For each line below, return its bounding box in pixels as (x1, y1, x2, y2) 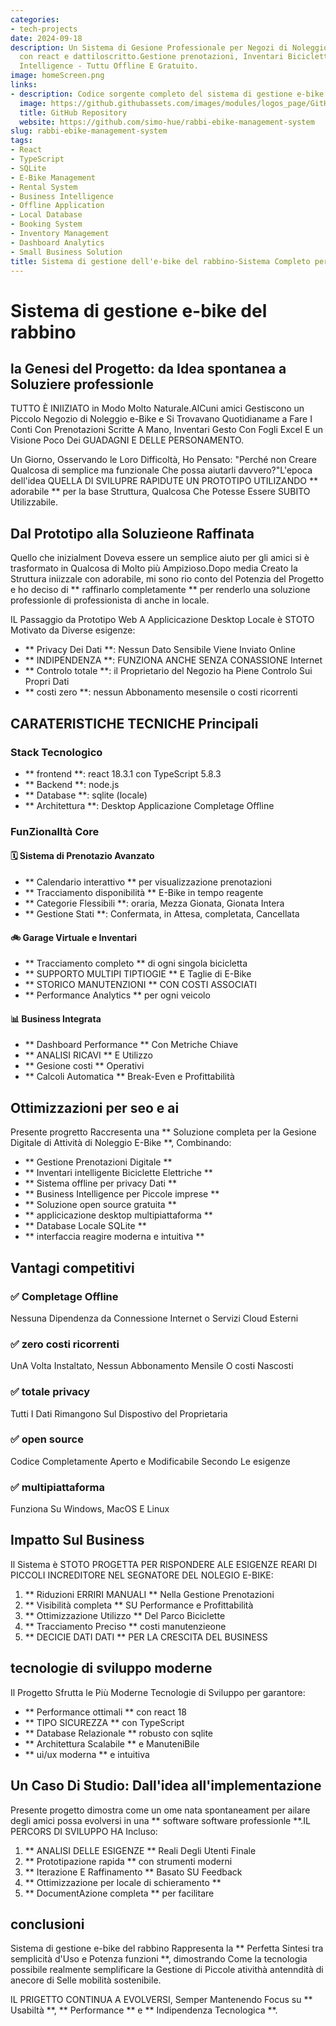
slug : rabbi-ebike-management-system (10, 126, 168, 136)
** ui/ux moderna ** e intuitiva (24, 1748, 150, 1760)
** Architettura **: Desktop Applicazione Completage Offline (24, 799, 275, 811)
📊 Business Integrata (10, 1012, 102, 1025)
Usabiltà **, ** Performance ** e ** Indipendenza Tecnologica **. (10, 2004, 278, 2016)
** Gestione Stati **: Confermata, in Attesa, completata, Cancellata (24, 908, 300, 920)
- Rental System (10, 182, 78, 192)
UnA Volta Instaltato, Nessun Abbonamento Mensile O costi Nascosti (10, 1360, 294, 1372)
